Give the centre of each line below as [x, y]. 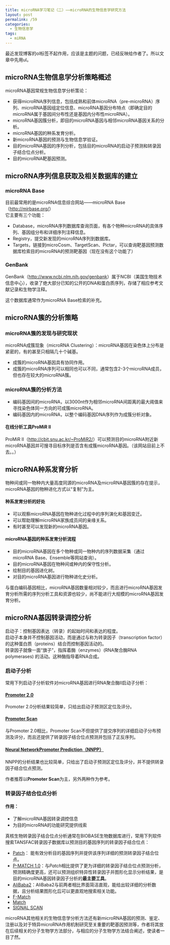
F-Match [22, 897]
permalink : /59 [21, 19]
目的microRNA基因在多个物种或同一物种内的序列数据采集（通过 [79, 551]
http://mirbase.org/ [30, 209]
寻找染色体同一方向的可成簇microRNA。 [54, 408]
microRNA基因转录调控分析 [48, 618]
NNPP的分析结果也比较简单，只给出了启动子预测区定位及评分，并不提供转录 [84, 762]
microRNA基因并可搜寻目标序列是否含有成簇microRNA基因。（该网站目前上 [83, 446]
